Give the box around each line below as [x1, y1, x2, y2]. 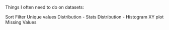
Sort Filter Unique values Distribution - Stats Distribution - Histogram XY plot [5, 14, 164, 19]
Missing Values [5, 19, 37, 25]
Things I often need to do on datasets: [5, 4, 84, 10]
